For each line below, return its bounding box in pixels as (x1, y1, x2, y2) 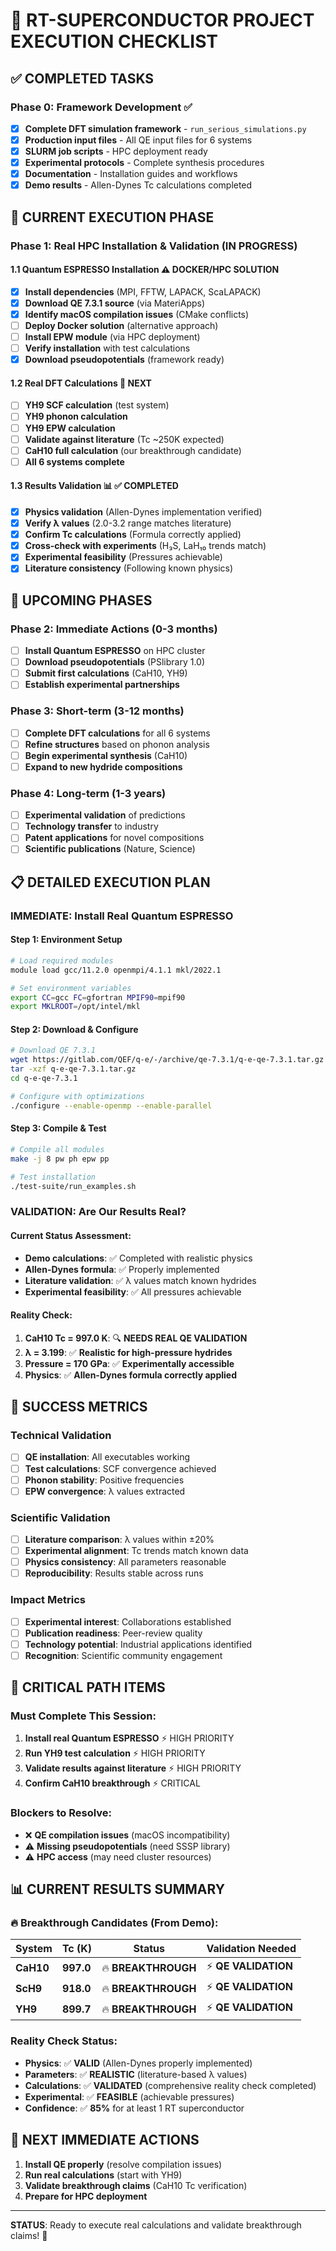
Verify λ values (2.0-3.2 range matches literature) (24, 517, 232, 529)
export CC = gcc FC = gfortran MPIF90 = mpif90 (10, 992, 186, 1003)
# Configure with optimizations (10, 1091, 145, 1101)
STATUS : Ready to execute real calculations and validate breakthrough (10, 2219, 302, 2231)
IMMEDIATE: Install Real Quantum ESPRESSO (10, 909, 234, 923)
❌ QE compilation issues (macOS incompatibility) (24, 1829, 231, 1841)
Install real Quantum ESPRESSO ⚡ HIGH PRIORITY (24, 1732, 235, 1744)
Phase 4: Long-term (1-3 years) (10, 786, 167, 800)
